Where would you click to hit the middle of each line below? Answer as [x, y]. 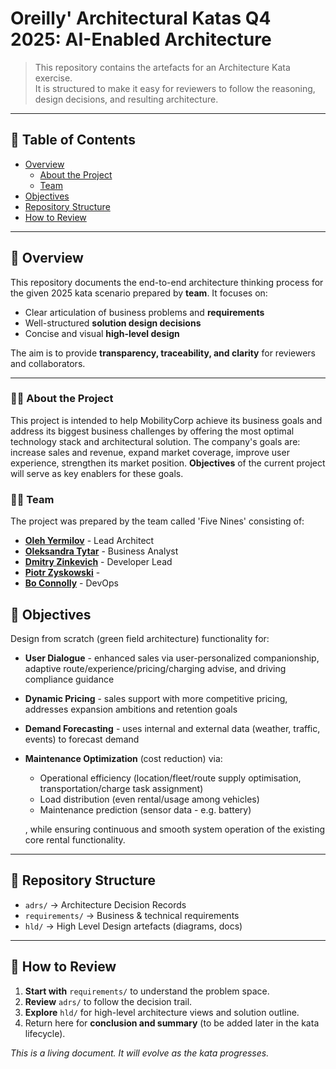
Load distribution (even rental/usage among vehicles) [149, 799]
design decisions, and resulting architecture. [126, 99]
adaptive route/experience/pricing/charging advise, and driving [155, 668]
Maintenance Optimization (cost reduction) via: [123, 758]
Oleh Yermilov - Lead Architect [89, 541]
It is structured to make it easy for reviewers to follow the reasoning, [175, 88]
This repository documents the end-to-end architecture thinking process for [167, 282]
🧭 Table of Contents [73, 140]
